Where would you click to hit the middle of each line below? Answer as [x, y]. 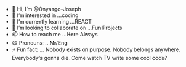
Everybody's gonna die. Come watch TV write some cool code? [89, 58]
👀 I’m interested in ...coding [45, 15]
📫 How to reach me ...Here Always [54, 34]
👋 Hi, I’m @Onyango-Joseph [46, 9]
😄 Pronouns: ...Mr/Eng [40, 43]
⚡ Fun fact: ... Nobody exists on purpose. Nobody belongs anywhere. [96, 49]
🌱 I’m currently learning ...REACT [52, 21]
